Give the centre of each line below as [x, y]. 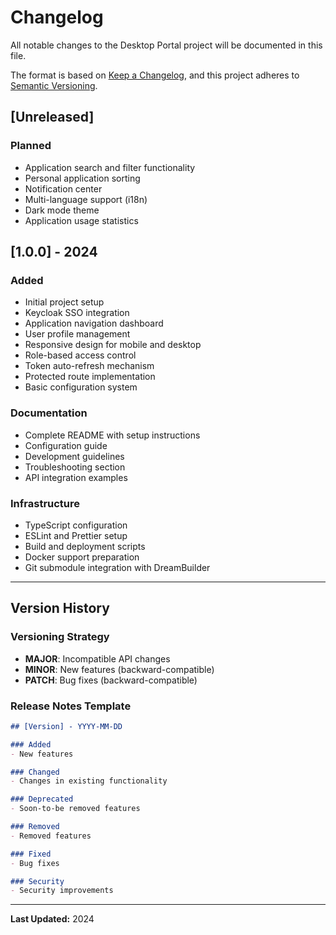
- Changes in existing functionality [89, 781]
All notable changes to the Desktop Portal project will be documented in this [166, 45]
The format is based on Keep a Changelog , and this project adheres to [155, 75]
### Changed [35, 772]
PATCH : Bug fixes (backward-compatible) [111, 680]
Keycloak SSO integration [77, 313]
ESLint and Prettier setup [76, 535]
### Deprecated [42, 799]
